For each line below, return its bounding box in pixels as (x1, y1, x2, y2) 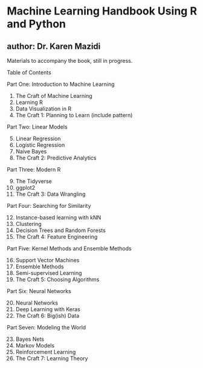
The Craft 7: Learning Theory (15, 355, 88, 362)
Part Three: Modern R (7, 166, 61, 173)
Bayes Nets (15, 335, 45, 343)
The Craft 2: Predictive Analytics (15, 154, 97, 161)
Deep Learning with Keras (15, 306, 80, 312)
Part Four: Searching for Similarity (7, 202, 91, 209)
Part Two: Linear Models (7, 123, 68, 131)
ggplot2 (15, 184, 36, 191)
